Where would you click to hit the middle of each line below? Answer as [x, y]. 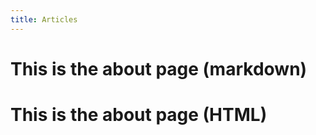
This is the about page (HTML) [139, 115]
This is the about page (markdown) [159, 68]
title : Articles [44, 19]
